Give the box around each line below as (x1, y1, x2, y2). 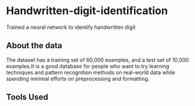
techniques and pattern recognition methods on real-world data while (6, 69, 175, 76)
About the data (6, 41, 63, 51)
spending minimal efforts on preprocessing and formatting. (6, 75, 149, 82)
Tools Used (6, 92, 48, 102)
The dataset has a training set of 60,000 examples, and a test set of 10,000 (6, 56, 189, 63)
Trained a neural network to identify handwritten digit (6, 24, 136, 31)
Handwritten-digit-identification (6, 4, 168, 18)
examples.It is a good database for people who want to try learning (6, 62, 170, 69)
